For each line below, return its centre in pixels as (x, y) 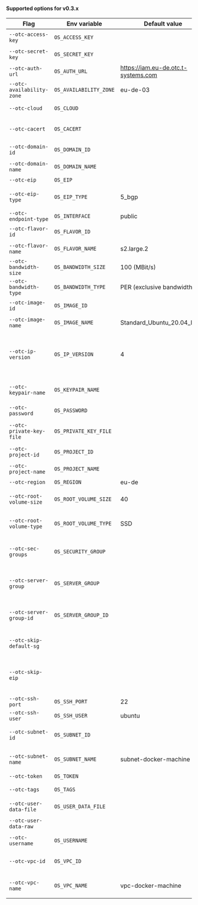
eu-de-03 (135, 90)
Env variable (85, 24)
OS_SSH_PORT (71, 702)
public (129, 216)
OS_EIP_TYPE (71, 197)
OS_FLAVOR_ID (72, 232)
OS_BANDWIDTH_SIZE (80, 267)
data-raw (21, 827)
